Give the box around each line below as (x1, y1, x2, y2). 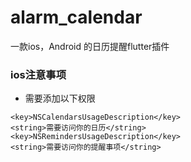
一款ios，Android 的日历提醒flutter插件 (10, 40, 170, 52)
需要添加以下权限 (24, 92, 96, 105)
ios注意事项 (10, 67, 67, 81)
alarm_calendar (10, 6, 143, 29)
